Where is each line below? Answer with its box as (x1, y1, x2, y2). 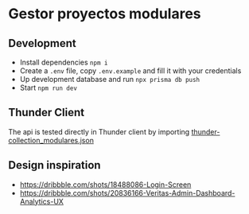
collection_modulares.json (8, 135, 94, 145)
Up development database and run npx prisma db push (19, 75, 200, 84)
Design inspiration (8, 158, 101, 172)
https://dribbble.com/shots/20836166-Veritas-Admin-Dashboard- (19, 188, 235, 197)
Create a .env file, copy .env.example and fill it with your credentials (19, 66, 242, 76)
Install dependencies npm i (19, 57, 108, 67)
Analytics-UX (19, 196, 64, 206)
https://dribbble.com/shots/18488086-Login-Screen (19, 180, 192, 189)
